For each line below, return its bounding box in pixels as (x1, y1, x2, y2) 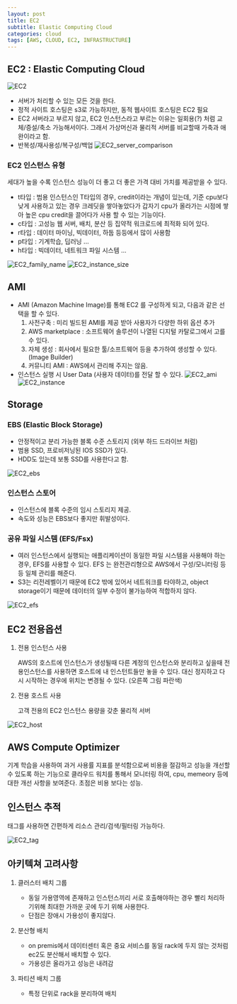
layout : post (7, 10, 46, 18)
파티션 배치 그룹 (17, 973, 62, 983)
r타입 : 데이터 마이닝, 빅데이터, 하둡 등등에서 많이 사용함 (17, 228, 171, 237)
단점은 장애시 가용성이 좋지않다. (28, 911, 115, 920)
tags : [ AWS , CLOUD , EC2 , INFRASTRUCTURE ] (7, 37, 132, 44)
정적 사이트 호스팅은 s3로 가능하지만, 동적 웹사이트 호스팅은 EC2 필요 (17, 105, 209, 114)
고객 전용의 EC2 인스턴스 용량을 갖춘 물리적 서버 (17, 707, 151, 715)
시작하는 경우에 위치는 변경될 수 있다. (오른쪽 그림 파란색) (25, 676, 183, 685)
